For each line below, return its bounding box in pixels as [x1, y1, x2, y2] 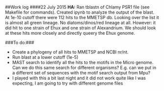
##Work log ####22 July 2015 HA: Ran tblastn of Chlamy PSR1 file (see [5, 4, 150, 10]
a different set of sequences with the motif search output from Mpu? [12, 70, 151, 75]
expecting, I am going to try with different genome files [12, 80, 123, 86]
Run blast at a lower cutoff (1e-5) [12, 54, 78, 60]
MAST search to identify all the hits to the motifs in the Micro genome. [12, 60, 154, 65]
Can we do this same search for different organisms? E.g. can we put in [12, 65, 157, 70]
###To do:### [5, 40, 34, 45]
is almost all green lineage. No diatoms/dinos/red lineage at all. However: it [5, 20, 156, 25]
